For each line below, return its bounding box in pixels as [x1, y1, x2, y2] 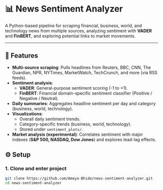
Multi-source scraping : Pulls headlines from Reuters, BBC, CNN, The [12, 64, 151, 70]
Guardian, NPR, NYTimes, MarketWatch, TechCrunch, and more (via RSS [12, 69, 158, 75]
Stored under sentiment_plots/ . [19, 126, 83, 132]
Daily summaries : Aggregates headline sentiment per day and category [12, 100, 156, 106]
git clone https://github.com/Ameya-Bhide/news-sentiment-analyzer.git [5, 176, 153, 181]
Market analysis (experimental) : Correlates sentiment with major [12, 131, 143, 137]
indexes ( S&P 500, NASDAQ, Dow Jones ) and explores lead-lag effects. [12, 136, 157, 142]
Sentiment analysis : [12, 80, 53, 86]
